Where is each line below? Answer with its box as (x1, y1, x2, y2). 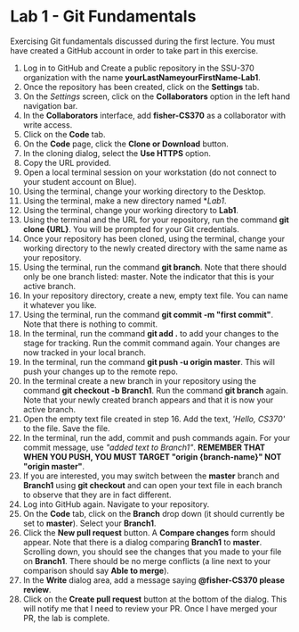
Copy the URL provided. (22, 157, 112, 168)
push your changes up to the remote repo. (22, 366, 179, 377)
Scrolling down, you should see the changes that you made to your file (22, 546, 282, 557)
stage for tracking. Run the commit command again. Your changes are (22, 337, 281, 348)
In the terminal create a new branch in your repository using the (22, 375, 257, 386)
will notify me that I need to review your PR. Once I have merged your (22, 603, 278, 613)
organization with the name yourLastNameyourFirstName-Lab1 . (22, 71, 261, 82)
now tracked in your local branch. (22, 346, 146, 358)
